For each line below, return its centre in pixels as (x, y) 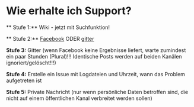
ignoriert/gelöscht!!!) (31, 63)
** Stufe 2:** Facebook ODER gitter (50, 38)
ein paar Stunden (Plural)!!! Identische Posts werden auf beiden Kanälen (94, 56)
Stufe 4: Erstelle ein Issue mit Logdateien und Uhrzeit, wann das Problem (96, 74)
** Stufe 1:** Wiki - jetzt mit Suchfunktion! (58, 27)
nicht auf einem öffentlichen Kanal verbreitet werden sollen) (79, 98)
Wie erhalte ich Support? (69, 11)
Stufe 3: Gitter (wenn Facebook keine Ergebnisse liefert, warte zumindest (96, 50)
